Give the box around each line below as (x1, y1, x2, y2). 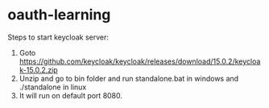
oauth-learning (7, 6, 111, 24)
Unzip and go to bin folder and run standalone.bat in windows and (19, 73, 239, 83)
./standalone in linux (19, 82, 87, 92)
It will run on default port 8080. (19, 90, 122, 100)
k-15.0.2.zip (19, 64, 58, 74)
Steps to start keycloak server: (7, 32, 110, 42)
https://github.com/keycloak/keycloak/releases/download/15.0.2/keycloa (19, 56, 261, 66)
